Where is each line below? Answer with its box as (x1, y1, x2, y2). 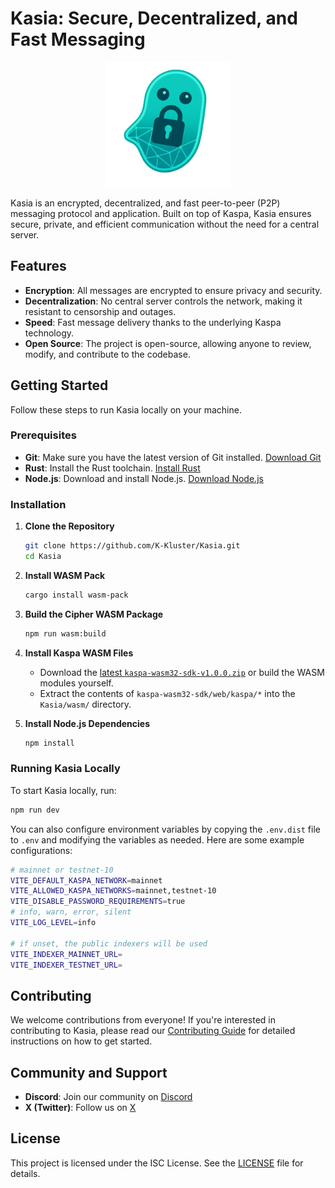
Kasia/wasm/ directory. (39, 698, 132, 710)
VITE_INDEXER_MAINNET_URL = (10, 949, 123, 959)
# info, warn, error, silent (10, 907, 132, 917)
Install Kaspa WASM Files (24, 647, 134, 659)
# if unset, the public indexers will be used (10, 938, 208, 949)
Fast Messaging (10, 28, 146, 51)
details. (10, 1167, 41, 1179)
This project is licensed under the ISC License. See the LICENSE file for (10, 1157, 304, 1169)
